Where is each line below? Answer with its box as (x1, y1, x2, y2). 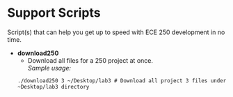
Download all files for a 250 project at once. (27, 56, 153, 64)
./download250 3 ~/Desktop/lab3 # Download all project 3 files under (17, 77, 227, 84)
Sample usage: (27, 64, 72, 72)
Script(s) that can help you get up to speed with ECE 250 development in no (7, 28, 225, 36)
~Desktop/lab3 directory (17, 83, 90, 90)
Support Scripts (7, 5, 101, 21)
